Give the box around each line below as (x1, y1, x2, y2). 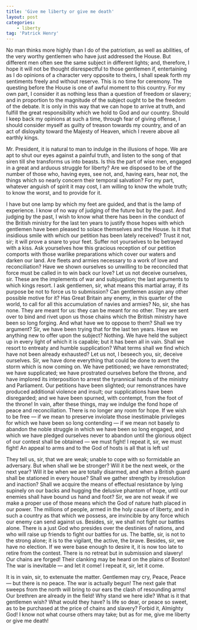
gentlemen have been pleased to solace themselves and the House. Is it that (6, 226, 191, 233)
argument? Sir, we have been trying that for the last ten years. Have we (6, 326, 178, 333)
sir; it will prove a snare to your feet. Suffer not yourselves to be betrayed (6, 238, 183, 245)
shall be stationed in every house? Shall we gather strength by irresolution (6, 475, 186, 482)
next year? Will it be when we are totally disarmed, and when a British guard (6, 468, 190, 475)
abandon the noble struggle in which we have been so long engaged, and (6, 426, 184, 433)
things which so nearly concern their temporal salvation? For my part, (6, 177, 175, 184)
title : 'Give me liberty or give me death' (6, 8, 115, 15)
